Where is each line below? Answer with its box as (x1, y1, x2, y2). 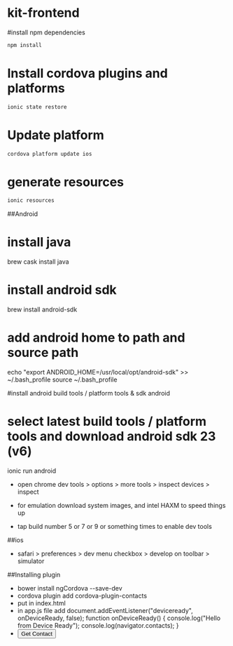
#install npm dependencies (7, 28, 85, 36)
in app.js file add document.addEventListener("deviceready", (17, 607, 194, 614)
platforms (7, 81, 65, 96)
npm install (7, 41, 42, 48)
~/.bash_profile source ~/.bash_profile (7, 375, 118, 384)
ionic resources (7, 197, 55, 204)
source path (7, 345, 79, 361)
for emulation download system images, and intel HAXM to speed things (17, 502, 226, 509)
